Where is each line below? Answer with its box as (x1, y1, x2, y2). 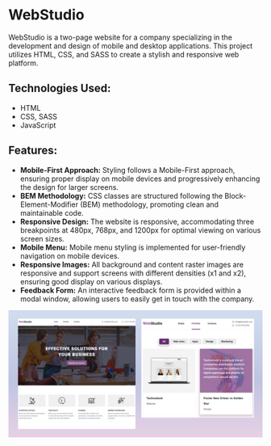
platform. (8, 58, 39, 68)
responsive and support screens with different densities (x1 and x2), (19, 268, 247, 278)
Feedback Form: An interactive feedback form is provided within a (19, 285, 242, 295)
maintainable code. (19, 208, 84, 217)
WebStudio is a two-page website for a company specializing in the (8, 32, 232, 42)
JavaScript (19, 120, 56, 130)
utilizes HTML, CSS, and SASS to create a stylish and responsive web (8, 49, 240, 59)
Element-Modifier (19, 200, 79, 209)
